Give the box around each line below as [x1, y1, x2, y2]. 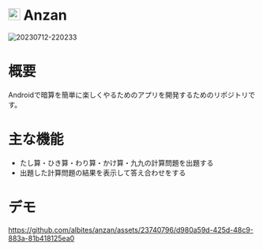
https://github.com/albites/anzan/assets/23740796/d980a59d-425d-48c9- [8, 225, 254, 234]
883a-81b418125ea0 [8, 233, 75, 243]
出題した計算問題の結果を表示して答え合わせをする [19, 168, 186, 177]
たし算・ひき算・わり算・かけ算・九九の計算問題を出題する [19, 158, 214, 167]
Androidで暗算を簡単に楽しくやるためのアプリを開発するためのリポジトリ [8, 90, 249, 99]
